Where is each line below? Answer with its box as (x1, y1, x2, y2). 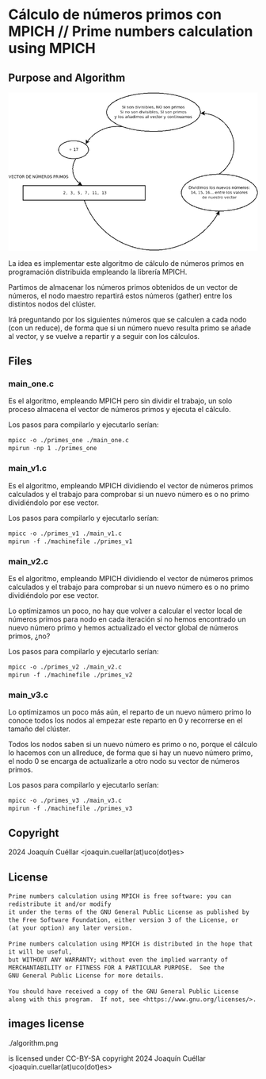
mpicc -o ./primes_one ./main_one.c (8, 437, 129, 445)
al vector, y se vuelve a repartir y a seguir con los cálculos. (8, 331, 200, 341)
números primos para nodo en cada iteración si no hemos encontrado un (8, 615, 247, 624)
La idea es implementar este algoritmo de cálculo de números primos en (8, 258, 245, 268)
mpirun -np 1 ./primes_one (8, 445, 97, 453)
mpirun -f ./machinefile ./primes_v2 (8, 671, 133, 679)
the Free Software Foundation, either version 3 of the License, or (8, 915, 239, 924)
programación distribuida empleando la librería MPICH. (8, 267, 188, 276)
